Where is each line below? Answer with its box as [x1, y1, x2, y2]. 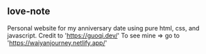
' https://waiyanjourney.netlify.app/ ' [7, 38, 108, 47]
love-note [7, 6, 51, 17]
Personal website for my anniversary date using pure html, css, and [7, 24, 200, 32]
